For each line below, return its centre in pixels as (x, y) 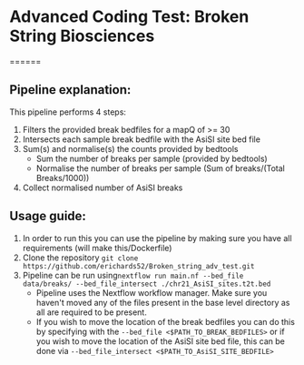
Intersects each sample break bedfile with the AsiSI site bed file (142, 139)
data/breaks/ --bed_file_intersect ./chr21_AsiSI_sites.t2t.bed (147, 284)
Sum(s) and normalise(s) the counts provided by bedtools (130, 148)
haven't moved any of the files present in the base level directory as (163, 302)
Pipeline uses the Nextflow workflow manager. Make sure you (152, 292)
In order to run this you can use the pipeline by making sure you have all (157, 238)
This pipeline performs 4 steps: (68, 112)
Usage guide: (48, 216)
